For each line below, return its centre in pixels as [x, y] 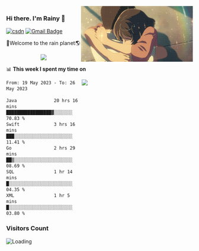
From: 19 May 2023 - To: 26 [41, 83]
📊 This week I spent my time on [46, 69]
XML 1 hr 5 [38, 196]
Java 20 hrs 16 [42, 101]
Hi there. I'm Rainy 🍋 [36, 18]
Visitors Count [28, 228]
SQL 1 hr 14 [39, 172]
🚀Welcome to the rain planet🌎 [43, 43]
